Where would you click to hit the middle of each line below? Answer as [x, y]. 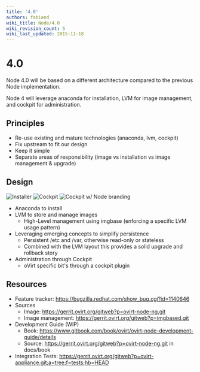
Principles [25, 123]
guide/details [40, 337]
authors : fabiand [28, 17]
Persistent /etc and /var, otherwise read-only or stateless [94, 240]
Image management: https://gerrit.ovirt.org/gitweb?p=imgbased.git [106, 317]
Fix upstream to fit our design [51, 144]
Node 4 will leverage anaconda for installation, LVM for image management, [99, 98]
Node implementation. [33, 87]
